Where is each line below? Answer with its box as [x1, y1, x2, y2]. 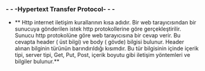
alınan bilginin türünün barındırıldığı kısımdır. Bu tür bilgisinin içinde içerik [14, 45, 199, 52]
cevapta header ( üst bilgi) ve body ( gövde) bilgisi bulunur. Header [14, 39, 185, 46]
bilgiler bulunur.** [14, 58, 60, 65]
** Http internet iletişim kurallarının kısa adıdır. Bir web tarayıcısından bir [14, 19, 197, 26]
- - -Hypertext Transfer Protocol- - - [6, 5, 115, 13]
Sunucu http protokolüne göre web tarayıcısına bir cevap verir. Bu [14, 32, 180, 39]
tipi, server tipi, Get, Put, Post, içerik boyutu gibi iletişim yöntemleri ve [14, 51, 191, 59]
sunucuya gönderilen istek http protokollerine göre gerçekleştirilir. [14, 25, 182, 32]
